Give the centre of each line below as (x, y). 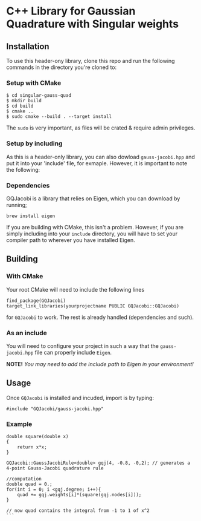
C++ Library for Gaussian (71, 11)
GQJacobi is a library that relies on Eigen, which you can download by (93, 198)
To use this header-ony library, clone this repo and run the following (91, 61)
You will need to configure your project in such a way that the (82, 346)
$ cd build (20, 106)
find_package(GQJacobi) (36, 301)
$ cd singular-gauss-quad (39, 96)
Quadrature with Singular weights (93, 24)
